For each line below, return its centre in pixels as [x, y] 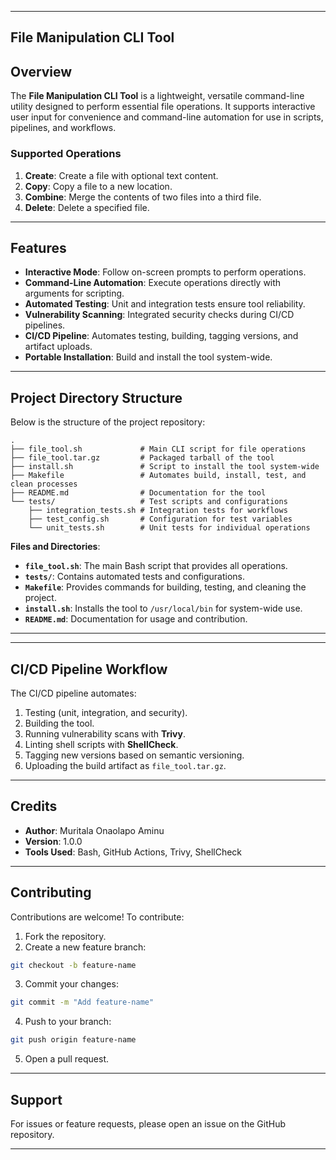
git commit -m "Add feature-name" [82, 1002]
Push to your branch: [68, 1022]
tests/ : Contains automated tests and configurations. [135, 577]
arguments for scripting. [74, 293]
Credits [34, 806]
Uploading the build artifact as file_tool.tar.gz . [125, 765]
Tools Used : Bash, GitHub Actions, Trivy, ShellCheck [133, 852]
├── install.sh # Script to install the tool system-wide [165, 467]
